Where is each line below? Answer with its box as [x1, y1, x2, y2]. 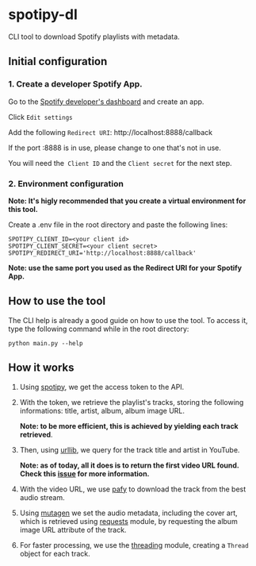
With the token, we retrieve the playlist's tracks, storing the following [19, 397, 244, 406]
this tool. [8, 204, 38, 214]
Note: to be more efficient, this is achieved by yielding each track [19, 421, 239, 430]
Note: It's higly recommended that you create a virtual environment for [8, 196, 246, 206]
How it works [8, 361, 75, 375]
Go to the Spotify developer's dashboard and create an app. [8, 97, 204, 106]
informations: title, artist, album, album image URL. [19, 406, 185, 415]
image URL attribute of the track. [19, 525, 127, 534]
